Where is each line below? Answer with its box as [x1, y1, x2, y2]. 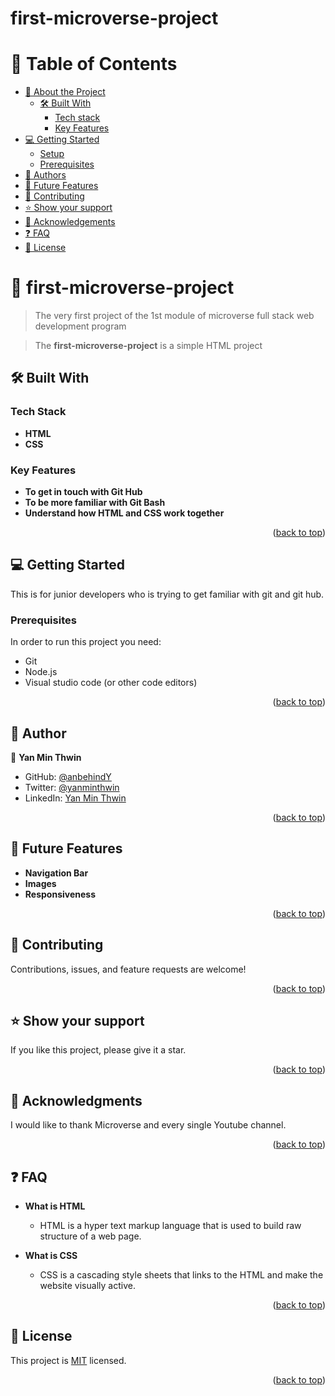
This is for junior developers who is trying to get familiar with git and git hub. [10, 588, 325, 600]
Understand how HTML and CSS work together [24, 507, 225, 519]
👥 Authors [24, 169, 67, 181]
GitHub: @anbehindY [24, 770, 112, 782]
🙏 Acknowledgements [24, 216, 116, 228]
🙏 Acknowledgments [10, 1092, 143, 1109]
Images [24, 877, 57, 889]
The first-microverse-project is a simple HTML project [34, 340, 263, 352]
